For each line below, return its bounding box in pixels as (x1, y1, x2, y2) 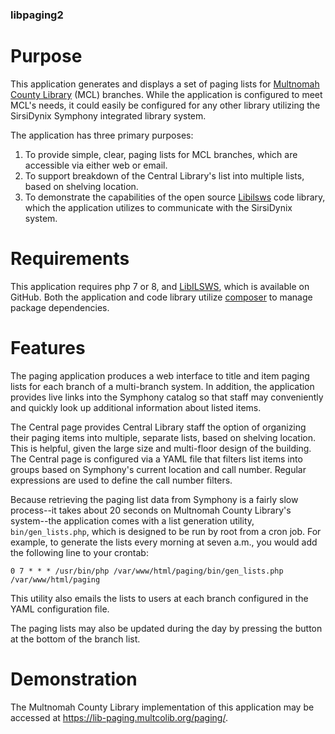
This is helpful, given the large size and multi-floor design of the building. (10, 442, 312, 454)
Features (10, 336, 86, 359)
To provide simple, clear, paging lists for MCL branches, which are (24, 148, 298, 160)
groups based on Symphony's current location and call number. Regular (10, 463, 307, 475)
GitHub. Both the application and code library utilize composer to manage (10, 291, 313, 303)
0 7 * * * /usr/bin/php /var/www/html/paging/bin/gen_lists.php (10, 566, 284, 576)
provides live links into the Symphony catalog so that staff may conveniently (10, 391, 324, 403)
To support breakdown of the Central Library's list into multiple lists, (24, 169, 305, 182)
